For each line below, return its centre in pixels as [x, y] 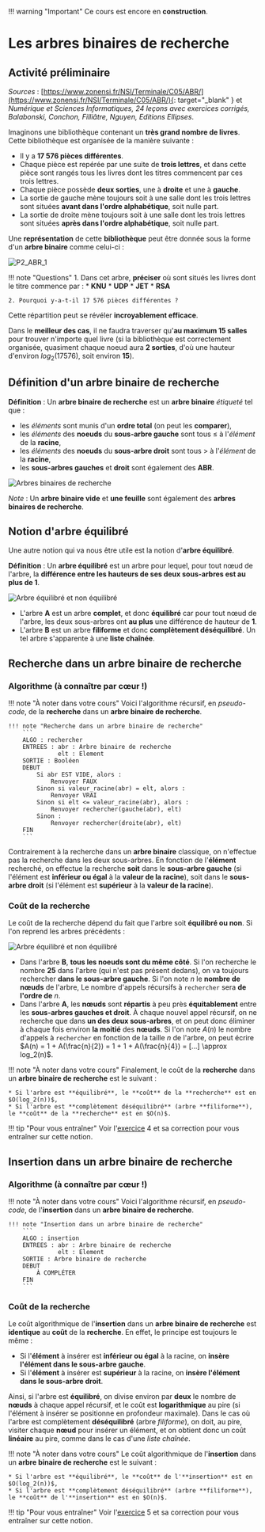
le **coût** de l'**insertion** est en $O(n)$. [88, 1498]
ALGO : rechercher [53, 740]
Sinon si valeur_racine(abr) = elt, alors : [111, 789]
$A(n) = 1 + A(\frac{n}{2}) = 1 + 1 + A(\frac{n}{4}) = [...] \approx [123, 1046]
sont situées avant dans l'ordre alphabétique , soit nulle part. [119, 206]
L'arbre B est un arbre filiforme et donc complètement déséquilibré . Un [137, 630]
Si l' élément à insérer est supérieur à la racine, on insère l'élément [130, 1373]
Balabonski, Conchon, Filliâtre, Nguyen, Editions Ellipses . [101, 117]
